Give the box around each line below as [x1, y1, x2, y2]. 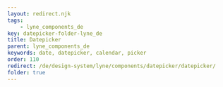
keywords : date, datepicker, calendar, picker [7, 50, 147, 57]
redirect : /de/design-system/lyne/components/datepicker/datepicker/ [7, 62, 217, 69]
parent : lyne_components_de [7, 43, 90, 50]
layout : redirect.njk [7, 10, 71, 18]
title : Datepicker [7, 36, 61, 43]
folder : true [7, 69, 46, 76]
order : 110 [7, 56, 40, 63]
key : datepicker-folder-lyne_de [7, 29, 102, 37]
